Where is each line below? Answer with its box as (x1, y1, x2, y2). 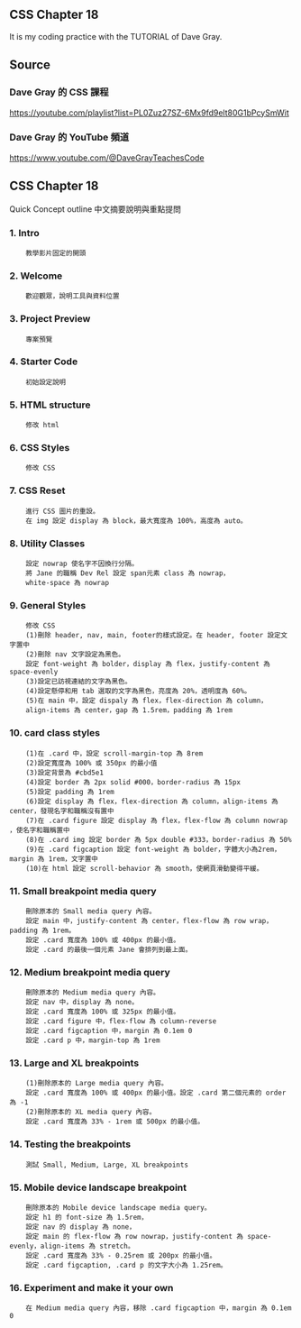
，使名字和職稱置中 (9, 825, 70, 835)
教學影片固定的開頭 (25, 248, 87, 258)
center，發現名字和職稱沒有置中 (9, 806, 114, 815)
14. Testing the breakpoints (9, 1138, 132, 1150)
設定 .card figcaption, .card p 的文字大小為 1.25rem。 (25, 1261, 228, 1270)
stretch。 (98, 1241, 135, 1251)
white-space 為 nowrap (25, 578, 110, 587)
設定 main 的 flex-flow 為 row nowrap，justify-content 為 (25, 1232, 243, 1241)
